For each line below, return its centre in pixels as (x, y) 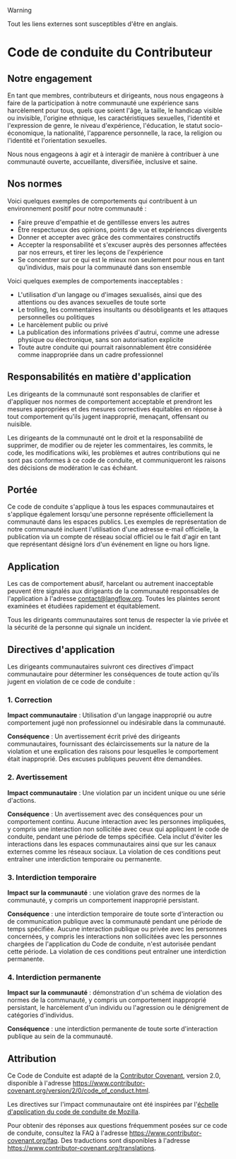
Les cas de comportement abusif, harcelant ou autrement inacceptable (111, 584)
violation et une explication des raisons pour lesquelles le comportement (113, 751)
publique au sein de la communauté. (60, 1036)
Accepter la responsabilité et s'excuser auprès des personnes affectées (122, 245)
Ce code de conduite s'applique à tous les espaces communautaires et (111, 507)
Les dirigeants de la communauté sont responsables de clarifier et (104, 394)
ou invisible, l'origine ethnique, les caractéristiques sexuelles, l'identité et (114, 118)
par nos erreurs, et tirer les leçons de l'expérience (90, 252)
